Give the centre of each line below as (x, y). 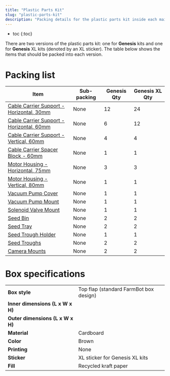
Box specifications (45, 274)
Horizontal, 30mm (29, 112)
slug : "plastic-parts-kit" (34, 15)
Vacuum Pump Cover (33, 193)
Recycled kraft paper (103, 366)
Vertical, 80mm (26, 185)
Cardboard (91, 333)
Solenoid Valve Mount (34, 210)
